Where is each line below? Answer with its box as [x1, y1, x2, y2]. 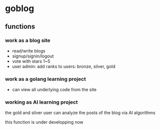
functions [5, 22, 35, 31]
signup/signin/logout [12, 53, 54, 59]
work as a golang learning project [5, 75, 86, 82]
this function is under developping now [5, 119, 84, 125]
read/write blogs [12, 48, 45, 54]
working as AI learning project [5, 99, 78, 106]
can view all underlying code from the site [12, 87, 97, 93]
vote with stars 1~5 [12, 58, 50, 64]
